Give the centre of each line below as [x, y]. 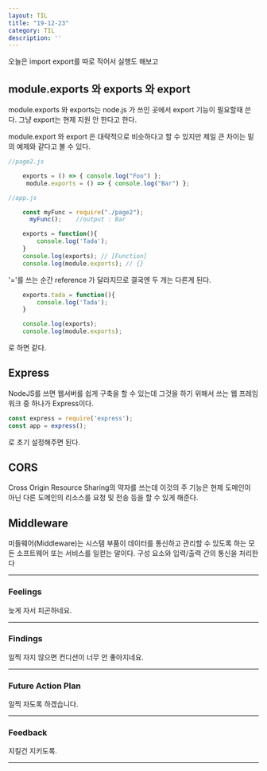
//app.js [23, 198]
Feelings [25, 592]
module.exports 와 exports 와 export [99, 89]
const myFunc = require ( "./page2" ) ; [83, 212]
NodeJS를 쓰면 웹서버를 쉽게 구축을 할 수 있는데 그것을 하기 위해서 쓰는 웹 [123, 393]
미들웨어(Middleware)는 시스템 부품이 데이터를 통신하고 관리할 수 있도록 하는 [128, 543]
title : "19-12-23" [39, 23]
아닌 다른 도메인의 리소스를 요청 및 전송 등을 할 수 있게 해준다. [103, 498]
